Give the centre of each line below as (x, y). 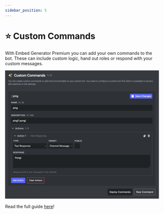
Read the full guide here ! (30, 207)
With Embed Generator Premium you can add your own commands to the (79, 53)
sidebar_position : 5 (26, 10)
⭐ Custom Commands (50, 36)
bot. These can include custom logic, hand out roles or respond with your (79, 58)
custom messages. (24, 63)
